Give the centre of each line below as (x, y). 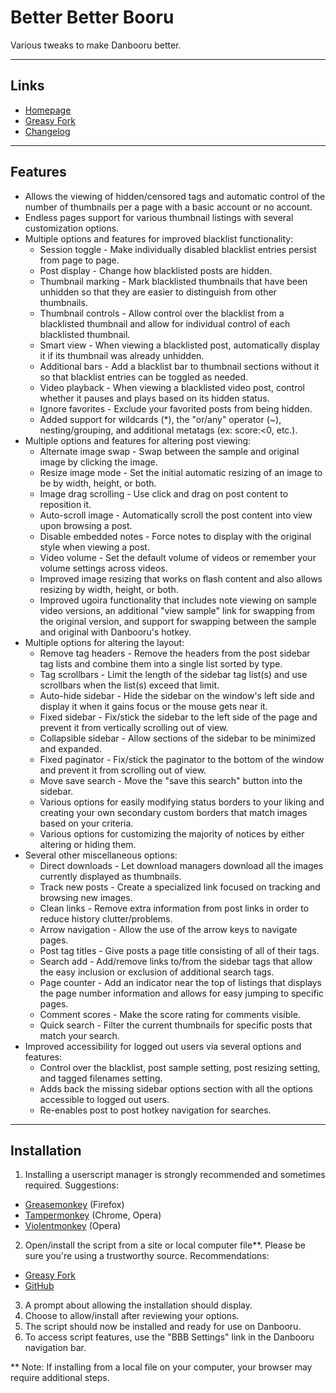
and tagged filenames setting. (101, 1078)
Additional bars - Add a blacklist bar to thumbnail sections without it (179, 366)
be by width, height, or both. (98, 483)
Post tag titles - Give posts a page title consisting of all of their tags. (179, 950)
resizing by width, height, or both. (109, 589)
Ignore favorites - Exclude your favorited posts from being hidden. (176, 408)
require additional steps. (60, 1378)
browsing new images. (86, 897)
